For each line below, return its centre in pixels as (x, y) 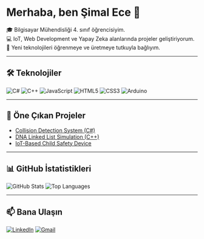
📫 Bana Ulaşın (34, 212)
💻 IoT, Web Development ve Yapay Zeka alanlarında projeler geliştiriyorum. (100, 38)
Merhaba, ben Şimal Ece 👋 (73, 12)
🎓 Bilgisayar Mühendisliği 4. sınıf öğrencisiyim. (66, 29)
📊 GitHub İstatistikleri (49, 169)
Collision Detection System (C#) (55, 130)
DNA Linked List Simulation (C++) (57, 137)
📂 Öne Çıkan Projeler (46, 116)
